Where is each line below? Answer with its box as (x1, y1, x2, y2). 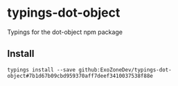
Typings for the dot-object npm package (7, 28, 123, 36)
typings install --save (7, 66, 76, 74)
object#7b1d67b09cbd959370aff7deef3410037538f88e (7, 72, 154, 79)
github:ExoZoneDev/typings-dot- (78, 66, 172, 74)
